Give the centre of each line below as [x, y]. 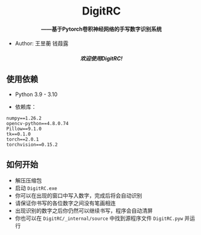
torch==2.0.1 [23, 139]
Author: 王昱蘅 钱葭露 [42, 43]
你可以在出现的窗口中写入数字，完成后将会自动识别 [78, 195]
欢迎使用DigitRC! [101, 58]
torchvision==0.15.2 [32, 144]
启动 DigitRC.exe [36, 188]
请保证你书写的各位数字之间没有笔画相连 [65, 203]
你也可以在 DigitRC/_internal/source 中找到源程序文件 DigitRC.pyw [99, 218]
